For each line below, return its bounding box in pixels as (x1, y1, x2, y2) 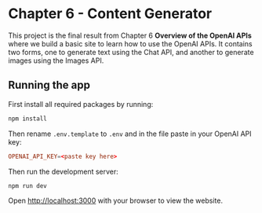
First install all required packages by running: (8, 99, 154, 108)
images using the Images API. (8, 56, 104, 65)
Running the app (8, 79, 90, 92)
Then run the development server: (8, 167, 119, 176)
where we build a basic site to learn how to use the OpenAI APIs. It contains (8, 39, 253, 48)
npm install (8, 115, 47, 123)
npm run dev (8, 182, 47, 189)
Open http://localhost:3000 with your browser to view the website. (8, 196, 224, 205)
